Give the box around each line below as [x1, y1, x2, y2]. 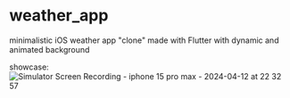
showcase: [9, 61, 49, 72]
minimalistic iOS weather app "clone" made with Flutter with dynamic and [9, 35, 279, 45]
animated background [9, 44, 90, 54]
